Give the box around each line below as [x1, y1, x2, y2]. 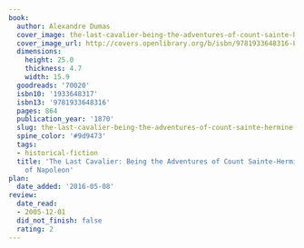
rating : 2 [16, 224, 54, 233]
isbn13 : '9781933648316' [16, 97, 111, 107]
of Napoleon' [25, 165, 74, 174]
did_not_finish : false [16, 215, 103, 225]
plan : [8, 174, 29, 183]
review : [8, 191, 38, 200]
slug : [16, 124, 38, 133]
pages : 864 [16, 106, 58, 115]
